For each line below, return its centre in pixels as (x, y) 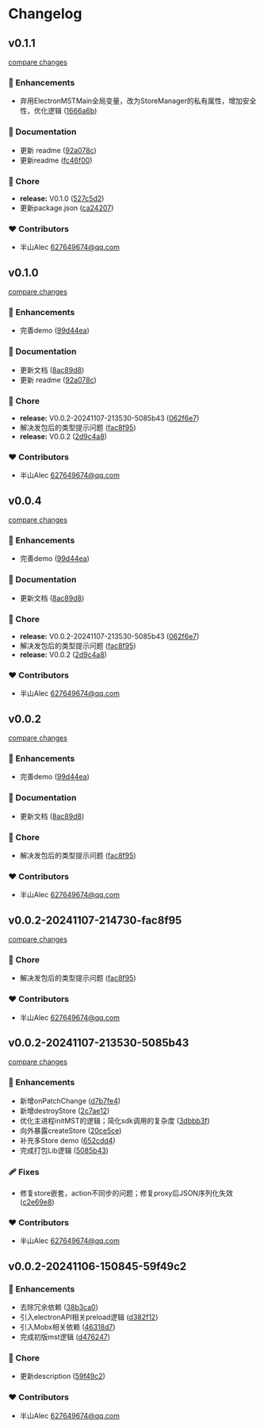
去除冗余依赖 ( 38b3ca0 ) (59, 1307)
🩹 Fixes (24, 1172)
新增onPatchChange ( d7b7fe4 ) (70, 1100)
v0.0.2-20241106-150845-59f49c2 (98, 1266)
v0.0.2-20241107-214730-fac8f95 (95, 920)
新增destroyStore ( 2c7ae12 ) (65, 1111)
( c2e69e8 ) (37, 1202)
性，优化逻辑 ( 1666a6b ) (58, 111)
